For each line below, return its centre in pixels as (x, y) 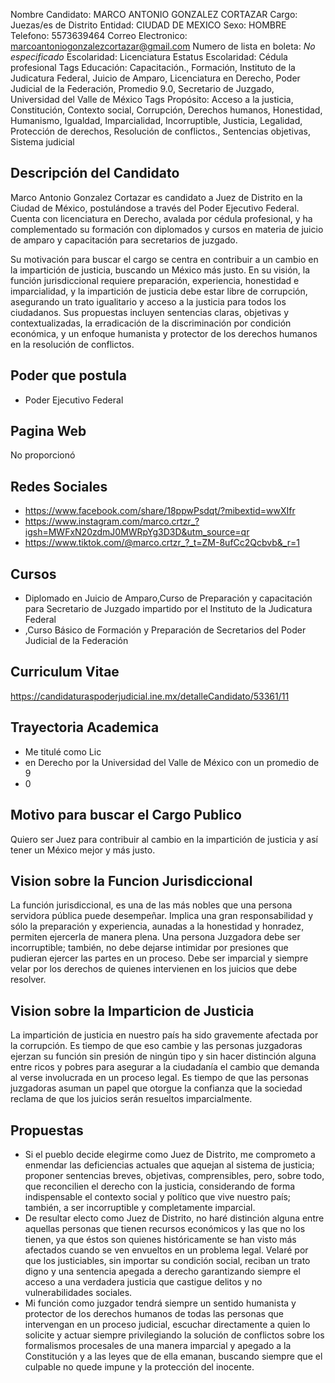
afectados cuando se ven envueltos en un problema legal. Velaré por (166, 1250)
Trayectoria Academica (85, 727)
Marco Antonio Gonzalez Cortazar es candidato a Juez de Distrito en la (156, 197)
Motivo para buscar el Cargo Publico (126, 815)
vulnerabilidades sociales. (78, 1292)
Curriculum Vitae (65, 672)
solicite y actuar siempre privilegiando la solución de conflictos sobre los (174, 1335)
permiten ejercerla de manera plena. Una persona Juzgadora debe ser (155, 937)
